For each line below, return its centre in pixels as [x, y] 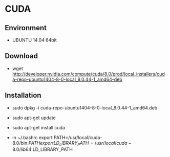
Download [21, 56]
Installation [23, 95]
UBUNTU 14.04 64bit [34, 40]
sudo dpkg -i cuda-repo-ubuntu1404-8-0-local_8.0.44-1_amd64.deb [84, 107]
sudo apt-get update [34, 118]
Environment [26, 28]
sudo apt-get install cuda [38, 127]
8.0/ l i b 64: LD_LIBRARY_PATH [42, 149]
